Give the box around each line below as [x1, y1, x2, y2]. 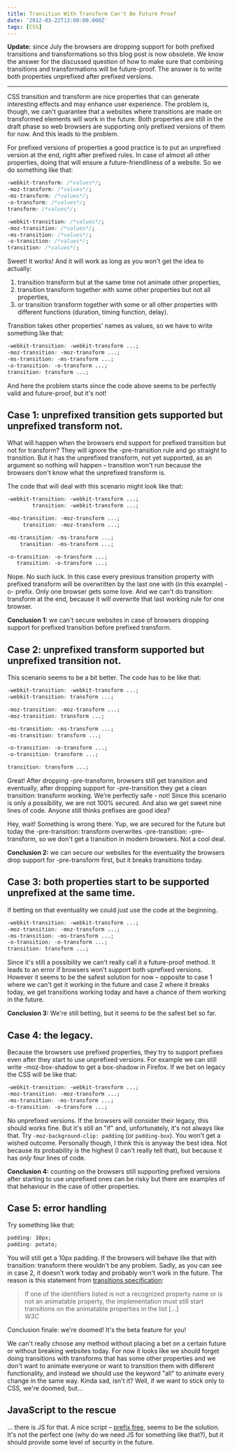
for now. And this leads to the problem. [7, 130, 119, 138]
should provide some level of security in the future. [7, 1438, 155, 1446]
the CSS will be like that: [7, 1070, 77, 1078]
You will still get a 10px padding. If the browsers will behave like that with [7, 1254, 217, 1262]
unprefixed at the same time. [7, 887, 136, 899]
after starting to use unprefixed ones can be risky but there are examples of [7, 1174, 225, 1183]
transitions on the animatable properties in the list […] [24, 1305, 179, 1313]
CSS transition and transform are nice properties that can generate [7, 93, 200, 101]
